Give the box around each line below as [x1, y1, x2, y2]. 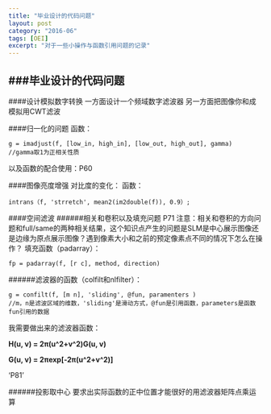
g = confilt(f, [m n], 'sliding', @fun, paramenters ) [8, 291, 197, 299]
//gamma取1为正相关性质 [8, 148, 80, 156]
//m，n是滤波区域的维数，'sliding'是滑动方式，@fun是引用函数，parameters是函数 [8, 299, 256, 307]
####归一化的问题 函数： [8, 123, 93, 133]
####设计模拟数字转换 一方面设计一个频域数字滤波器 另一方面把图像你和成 [8, 96, 256, 106]
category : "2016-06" [8, 27, 78, 35]
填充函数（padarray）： [23, 243, 101, 253]
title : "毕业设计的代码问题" [8, 11, 95, 20]
